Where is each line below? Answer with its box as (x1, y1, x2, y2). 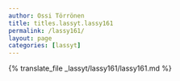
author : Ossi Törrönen (8, 11, 85, 20)
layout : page (8, 34, 52, 43)
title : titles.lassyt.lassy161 (8, 19, 114, 27)
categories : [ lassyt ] (8, 42, 82, 50)
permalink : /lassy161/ (8, 26, 85, 34)
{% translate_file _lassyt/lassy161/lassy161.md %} (8, 63, 172, 73)
